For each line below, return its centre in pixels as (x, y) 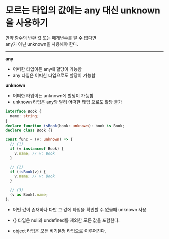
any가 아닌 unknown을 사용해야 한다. (42, 44)
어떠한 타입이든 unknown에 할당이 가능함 (53, 95)
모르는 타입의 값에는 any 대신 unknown (83, 10)
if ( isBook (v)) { (28, 172)
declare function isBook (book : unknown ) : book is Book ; (65, 126)
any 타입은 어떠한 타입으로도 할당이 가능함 (54, 75)
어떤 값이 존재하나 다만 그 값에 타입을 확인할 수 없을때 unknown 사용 (79, 209)
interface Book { (23, 111)
